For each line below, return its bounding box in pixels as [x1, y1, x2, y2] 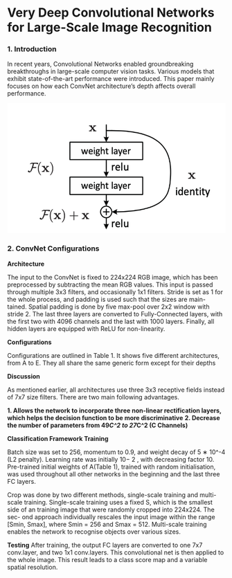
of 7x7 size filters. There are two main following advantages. [7, 392, 180, 401]
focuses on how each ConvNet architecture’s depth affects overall [7, 82, 196, 91]
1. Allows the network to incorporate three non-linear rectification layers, [7, 406, 222, 415]
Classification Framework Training [7, 434, 109, 442]
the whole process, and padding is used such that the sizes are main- [7, 295, 206, 303]
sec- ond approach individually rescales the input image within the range [7, 512, 216, 521]
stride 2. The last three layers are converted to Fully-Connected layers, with [7, 309, 223, 318]
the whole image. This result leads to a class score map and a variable [7, 555, 208, 563]
